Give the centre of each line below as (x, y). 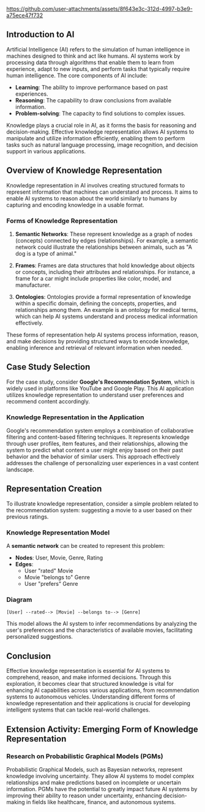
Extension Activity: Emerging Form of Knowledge (102, 729)
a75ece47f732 (25, 15)
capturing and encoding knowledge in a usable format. (75, 205)
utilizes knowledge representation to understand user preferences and (95, 395)
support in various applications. (46, 151)
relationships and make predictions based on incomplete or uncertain (94, 782)
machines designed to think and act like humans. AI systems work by (93, 56)
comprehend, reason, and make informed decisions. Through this (89, 677)
